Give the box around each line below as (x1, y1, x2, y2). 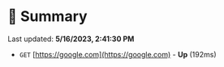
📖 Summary (7, 7, 88, 26)
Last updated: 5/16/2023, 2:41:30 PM (7, 34, 135, 44)
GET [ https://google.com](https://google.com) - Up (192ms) (19, 49, 217, 59)
